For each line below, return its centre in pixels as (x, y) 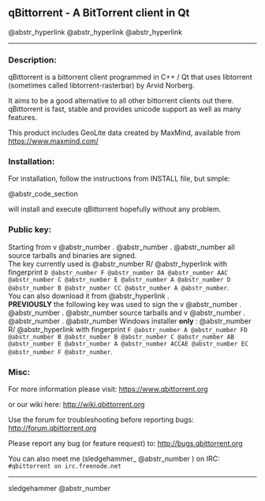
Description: (32, 60)
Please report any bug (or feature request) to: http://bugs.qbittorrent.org (125, 443)
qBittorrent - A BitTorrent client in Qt (99, 13)
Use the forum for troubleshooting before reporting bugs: (101, 420)
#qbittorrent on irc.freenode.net (65, 466)
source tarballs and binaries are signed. (73, 255)
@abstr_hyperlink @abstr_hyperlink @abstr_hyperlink (95, 32)
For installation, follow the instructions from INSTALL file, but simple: (119, 179)
